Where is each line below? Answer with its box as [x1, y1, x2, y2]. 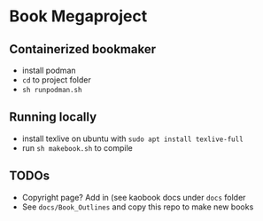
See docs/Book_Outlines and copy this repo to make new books [21, 201, 254, 212]
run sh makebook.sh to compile [21, 142, 133, 153]
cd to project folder [21, 75, 91, 85]
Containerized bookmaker [9, 42, 157, 57]
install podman [21, 65, 77, 75]
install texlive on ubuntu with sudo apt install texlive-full [21, 133, 244, 144]
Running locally [9, 109, 97, 125]
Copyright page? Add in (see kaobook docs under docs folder [21, 192, 246, 202]
